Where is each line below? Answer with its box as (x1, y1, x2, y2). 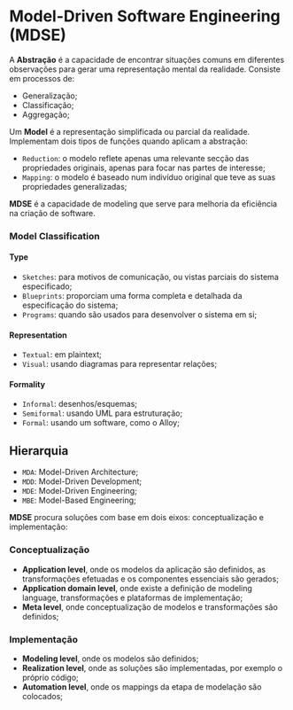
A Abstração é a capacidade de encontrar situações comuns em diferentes (9, 54, 285, 65)
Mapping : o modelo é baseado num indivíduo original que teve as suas (21, 171, 276, 183)
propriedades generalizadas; (21, 181, 127, 191)
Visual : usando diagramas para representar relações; (21, 359, 218, 370)
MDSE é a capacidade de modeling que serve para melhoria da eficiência (9, 198, 277, 209)
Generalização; (21, 90, 78, 101)
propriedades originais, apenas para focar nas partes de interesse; (21, 162, 266, 173)
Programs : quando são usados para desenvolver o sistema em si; (21, 309, 258, 320)
